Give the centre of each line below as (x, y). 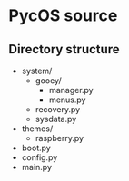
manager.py (71, 90)
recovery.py (58, 109)
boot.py (36, 148)
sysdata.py (56, 119)
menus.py (67, 100)
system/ (37, 71)
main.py (36, 167)
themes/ (37, 129)
